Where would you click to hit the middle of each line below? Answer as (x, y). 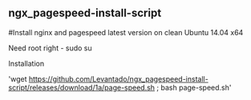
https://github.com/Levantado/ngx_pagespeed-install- (118, 78)
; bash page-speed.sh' (194, 87)
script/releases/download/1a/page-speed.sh (81, 87)
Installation (26, 63)
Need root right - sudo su (50, 48)
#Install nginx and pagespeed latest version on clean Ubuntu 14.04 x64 (126, 32)
